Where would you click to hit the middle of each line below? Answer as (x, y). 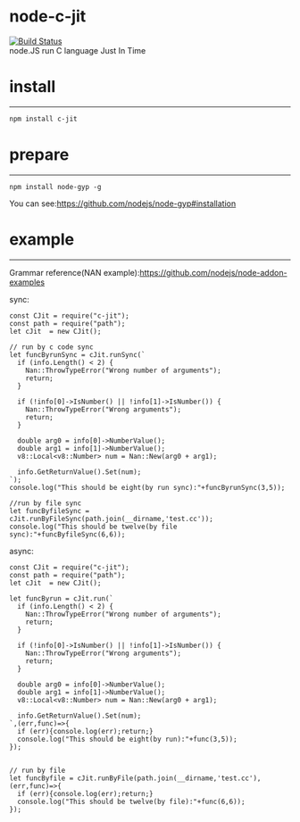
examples (27, 282)
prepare (39, 154)
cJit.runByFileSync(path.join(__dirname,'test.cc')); (112, 519)
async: (21, 551)
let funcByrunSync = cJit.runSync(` (77, 354)
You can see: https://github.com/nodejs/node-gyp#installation (123, 203)
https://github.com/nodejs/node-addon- (213, 272)
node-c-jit (48, 17)
